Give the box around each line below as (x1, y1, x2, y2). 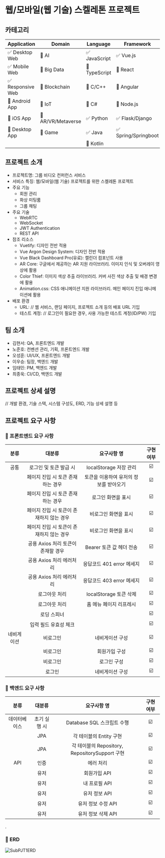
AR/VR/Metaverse (40, 118, 82, 125)
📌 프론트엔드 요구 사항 (5, 432, 54, 439)
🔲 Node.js (116, 101, 138, 107)
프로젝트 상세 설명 (5, 387, 56, 395)
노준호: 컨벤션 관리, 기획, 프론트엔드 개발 (12, 346, 90, 352)
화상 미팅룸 (19, 197, 41, 203)
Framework (123, 40, 151, 47)
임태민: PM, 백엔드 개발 (12, 364, 57, 370)
